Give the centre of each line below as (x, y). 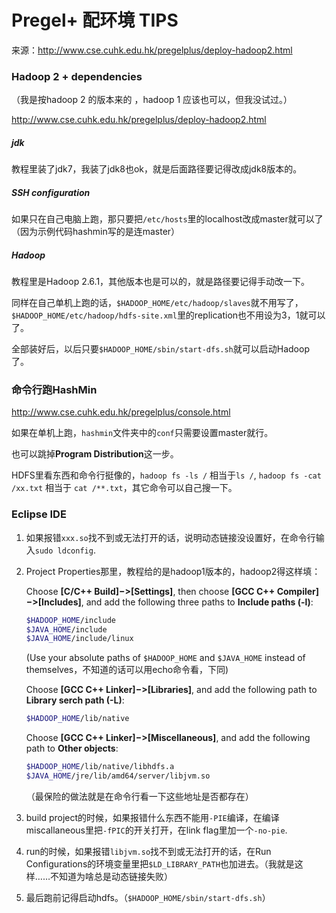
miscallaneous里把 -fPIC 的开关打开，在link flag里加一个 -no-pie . (156, 830)
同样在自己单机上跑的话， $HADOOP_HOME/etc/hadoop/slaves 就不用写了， (157, 303)
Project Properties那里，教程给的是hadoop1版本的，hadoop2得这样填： (173, 571)
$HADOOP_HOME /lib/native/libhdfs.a (100, 767)
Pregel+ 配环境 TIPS (95, 20)
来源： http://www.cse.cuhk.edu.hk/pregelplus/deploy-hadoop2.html (152, 50)
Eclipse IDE (39, 514)
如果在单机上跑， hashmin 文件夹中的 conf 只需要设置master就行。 (142, 433)
